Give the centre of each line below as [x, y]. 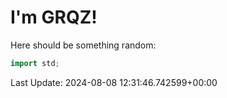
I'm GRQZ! [54, 17]
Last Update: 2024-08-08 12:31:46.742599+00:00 [114, 82]
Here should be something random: [83, 45]
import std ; [35, 63]
